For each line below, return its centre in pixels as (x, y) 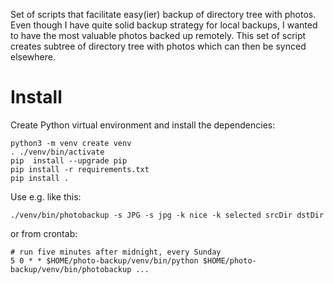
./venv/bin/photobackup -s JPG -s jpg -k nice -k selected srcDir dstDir (167, 215)
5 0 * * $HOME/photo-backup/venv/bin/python (104, 260)
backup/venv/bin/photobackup (71, 269)
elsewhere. (33, 57)
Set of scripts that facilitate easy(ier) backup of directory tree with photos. (163, 14)
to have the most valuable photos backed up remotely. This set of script (158, 35)
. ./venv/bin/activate (57, 152)
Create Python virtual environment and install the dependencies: (143, 125)
